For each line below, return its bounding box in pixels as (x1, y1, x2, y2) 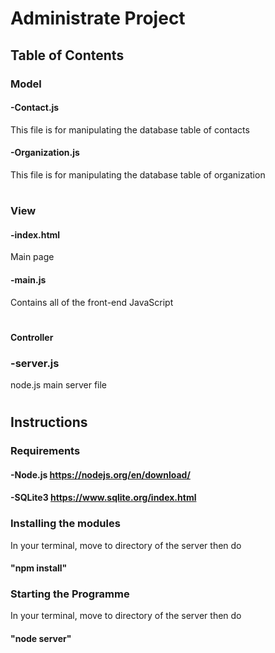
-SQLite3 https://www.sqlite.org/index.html (10, 492, 197, 504)
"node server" (10, 633, 72, 645)
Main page (10, 251, 55, 263)
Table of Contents (10, 47, 125, 64)
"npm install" (10, 562, 68, 574)
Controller (10, 331, 54, 343)
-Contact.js (10, 102, 60, 114)
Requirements (10, 444, 81, 458)
